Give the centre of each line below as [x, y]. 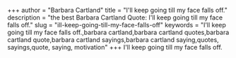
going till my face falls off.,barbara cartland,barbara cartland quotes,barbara [118, 32]
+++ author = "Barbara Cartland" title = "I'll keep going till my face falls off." [117, 10]
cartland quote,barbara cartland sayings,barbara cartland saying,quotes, [113, 40]
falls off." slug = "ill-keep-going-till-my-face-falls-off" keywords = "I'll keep [117, 25]
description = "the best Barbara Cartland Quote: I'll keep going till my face [115, 17]
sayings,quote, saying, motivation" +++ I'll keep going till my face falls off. [115, 47]
